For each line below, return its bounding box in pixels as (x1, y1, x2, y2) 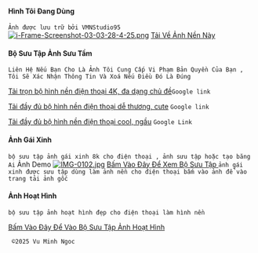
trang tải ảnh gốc (8, 174, 68, 182)
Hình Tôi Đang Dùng (8, 6, 74, 16)
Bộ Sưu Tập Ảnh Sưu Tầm (8, 48, 93, 58)
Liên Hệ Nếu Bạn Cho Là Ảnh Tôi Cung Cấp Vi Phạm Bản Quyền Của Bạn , (8, 66, 244, 74)
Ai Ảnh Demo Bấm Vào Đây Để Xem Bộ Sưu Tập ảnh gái (8, 159, 243, 169)
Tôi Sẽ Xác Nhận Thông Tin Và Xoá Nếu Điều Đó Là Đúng (8, 73, 191, 81)
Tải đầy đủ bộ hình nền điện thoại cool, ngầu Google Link (8, 117, 192, 126)
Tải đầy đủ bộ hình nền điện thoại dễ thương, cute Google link (8, 102, 209, 112)
